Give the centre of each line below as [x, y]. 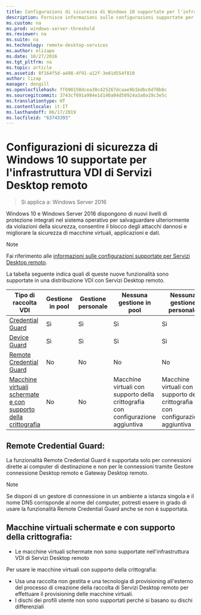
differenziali [29, 607]
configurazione [135, 417]
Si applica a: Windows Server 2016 [63, 202]
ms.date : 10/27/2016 [32, 56]
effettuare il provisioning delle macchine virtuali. [74, 593]
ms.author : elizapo [31, 51]
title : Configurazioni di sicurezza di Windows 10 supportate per [91, 12]
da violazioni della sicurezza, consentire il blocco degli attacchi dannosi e [97, 227]
